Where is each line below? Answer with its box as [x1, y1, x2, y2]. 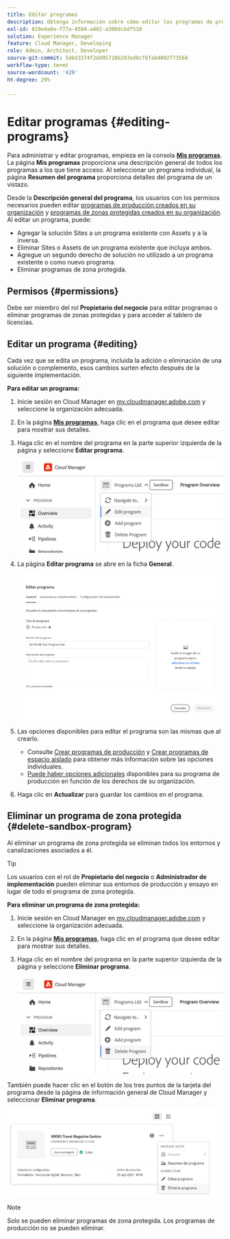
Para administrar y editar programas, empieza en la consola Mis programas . [7, 151, 222, 159]
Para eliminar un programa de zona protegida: [7, 900, 140, 909]
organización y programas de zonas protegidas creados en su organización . [7, 208, 222, 216]
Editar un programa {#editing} [7, 338, 138, 350]
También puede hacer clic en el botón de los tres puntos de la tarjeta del [7, 1081, 212, 1089]
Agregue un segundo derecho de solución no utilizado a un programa [16, 251, 214, 259]
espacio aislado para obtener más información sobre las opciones [27, 755, 214, 763]
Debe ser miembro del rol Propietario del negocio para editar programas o [7, 304, 218, 312]
